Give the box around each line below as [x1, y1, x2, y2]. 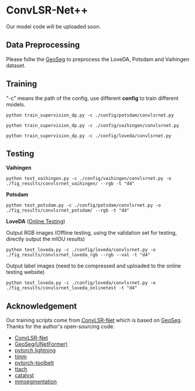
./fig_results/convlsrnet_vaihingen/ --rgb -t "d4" [6, 181, 135, 187]
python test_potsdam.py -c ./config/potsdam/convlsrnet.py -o [6, 202, 161, 209]
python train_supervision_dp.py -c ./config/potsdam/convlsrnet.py [6, 112, 175, 118]
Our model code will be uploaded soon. [6, 23, 101, 30]
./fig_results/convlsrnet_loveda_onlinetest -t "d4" [6, 285, 138, 291]
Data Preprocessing [6, 40, 80, 50]
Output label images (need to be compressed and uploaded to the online [6, 262, 182, 269]
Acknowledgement [6, 301, 77, 311]
